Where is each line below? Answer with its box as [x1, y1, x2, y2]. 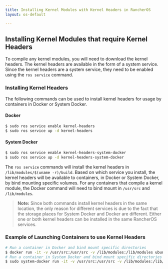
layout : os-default [5, 12, 46, 17]
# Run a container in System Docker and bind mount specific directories [5, 254, 162, 259]
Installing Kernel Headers [5, 84, 68, 91]
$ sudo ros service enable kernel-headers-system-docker [5, 150, 126, 155]
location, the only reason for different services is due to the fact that [17, 205, 158, 211]
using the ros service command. [5, 72, 73, 78]
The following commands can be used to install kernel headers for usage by [5, 95, 161, 101]
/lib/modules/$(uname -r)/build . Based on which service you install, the [5, 169, 155, 175]
